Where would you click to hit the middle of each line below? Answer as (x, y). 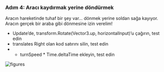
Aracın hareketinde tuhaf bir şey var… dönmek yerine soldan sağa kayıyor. (82, 18)
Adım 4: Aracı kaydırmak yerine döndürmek (59, 7)
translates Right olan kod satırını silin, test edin (60, 44)
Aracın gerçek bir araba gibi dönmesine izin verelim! (59, 23)
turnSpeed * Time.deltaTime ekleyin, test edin (67, 54)
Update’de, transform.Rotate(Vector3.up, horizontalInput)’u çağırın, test (86, 33)
